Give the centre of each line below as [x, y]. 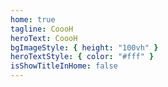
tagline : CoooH [42, 29]
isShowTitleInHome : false [64, 66]
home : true [33, 19]
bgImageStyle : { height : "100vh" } [84, 47]
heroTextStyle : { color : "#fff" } [82, 57]
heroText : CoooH [44, 38]
